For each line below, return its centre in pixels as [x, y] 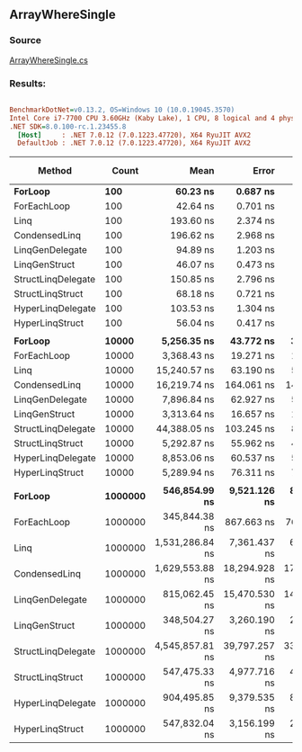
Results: [28, 83]
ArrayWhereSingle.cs [49, 60]
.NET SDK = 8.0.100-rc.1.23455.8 [68, 126]
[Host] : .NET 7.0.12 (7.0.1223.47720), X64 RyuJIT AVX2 [134, 135]
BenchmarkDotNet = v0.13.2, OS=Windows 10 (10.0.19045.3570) [122, 110]
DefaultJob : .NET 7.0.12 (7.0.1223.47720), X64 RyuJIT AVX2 [134, 143]
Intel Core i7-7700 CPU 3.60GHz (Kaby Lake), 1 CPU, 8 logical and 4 [142, 118]
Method [54, 171]
